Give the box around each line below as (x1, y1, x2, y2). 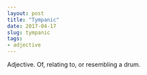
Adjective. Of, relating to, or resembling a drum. (7, 61, 141, 68)
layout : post (7, 10, 44, 17)
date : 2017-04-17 (7, 22, 57, 29)
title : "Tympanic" (7, 16, 59, 23)
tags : (7, 35, 23, 42)
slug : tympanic (7, 29, 51, 36)
